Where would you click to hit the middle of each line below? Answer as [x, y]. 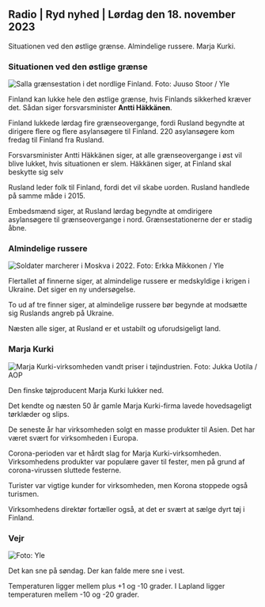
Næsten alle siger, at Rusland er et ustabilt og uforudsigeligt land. [115, 329]
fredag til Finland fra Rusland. [56, 140]
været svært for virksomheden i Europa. [73, 437]
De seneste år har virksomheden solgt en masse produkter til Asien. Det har [132, 429]
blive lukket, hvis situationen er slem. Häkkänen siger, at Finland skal [120, 164]
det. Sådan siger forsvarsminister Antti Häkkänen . [90, 108]
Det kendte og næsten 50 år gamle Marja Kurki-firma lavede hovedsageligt [130, 406]
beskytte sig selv [36, 172]
